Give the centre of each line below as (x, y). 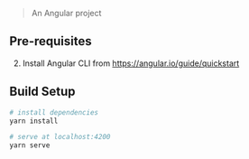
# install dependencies (54, 112)
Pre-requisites (51, 41)
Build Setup (42, 92)
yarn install (34, 121)
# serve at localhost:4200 (60, 137)
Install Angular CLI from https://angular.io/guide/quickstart (131, 63)
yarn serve (30, 145)
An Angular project (66, 13)
